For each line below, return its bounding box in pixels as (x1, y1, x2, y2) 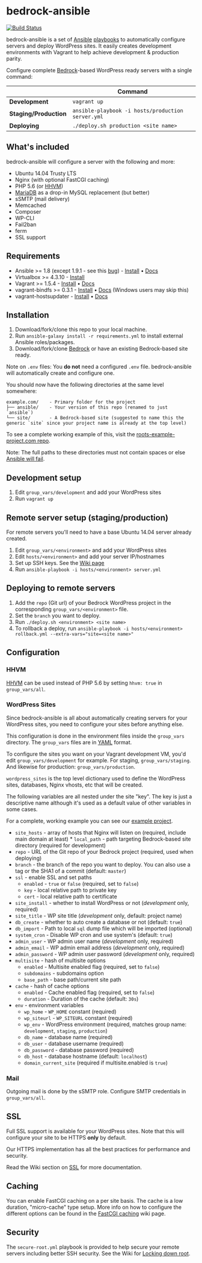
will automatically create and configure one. (6, 369, 115, 377)
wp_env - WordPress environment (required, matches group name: (23, 1021, 187, 1028)
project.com (6, 437, 36, 445)
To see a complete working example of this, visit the (6, 431, 135, 438)
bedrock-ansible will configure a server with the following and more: (6, 158, 176, 165)
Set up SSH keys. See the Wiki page (14, 560, 105, 566)
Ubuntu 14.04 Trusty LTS (14, 170, 77, 177)
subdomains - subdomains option (23, 969, 104, 977)
